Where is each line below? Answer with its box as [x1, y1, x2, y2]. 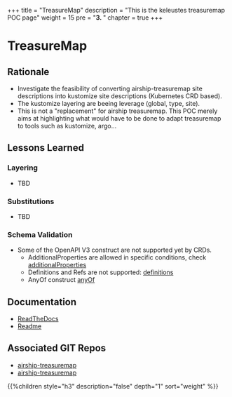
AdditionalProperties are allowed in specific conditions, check [27, 253, 207, 262]
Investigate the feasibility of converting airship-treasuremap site [17, 84, 203, 93]
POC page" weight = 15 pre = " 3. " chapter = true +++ [7, 13, 163, 22]
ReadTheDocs [17, 315, 59, 323]
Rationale [7, 66, 50, 78]
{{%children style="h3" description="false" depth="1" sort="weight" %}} [7, 382, 219, 390]
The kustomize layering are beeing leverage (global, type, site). [17, 100, 200, 107]
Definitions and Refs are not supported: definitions [27, 268, 174, 276]
